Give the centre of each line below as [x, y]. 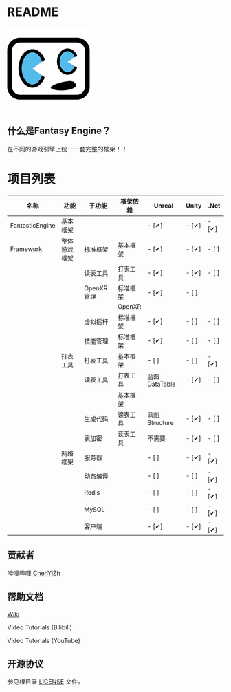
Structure [161, 423]
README [33, 12]
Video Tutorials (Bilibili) [40, 627]
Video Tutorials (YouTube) [44, 640]
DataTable [162, 384]
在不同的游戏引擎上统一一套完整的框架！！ [67, 149]
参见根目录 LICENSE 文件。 [46, 682]
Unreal [164, 205]
